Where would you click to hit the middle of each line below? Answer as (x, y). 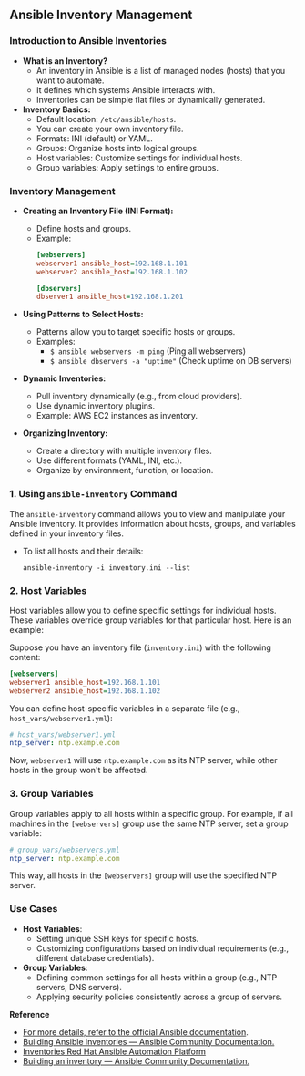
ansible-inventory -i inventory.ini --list (107, 568)
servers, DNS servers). (79, 987)
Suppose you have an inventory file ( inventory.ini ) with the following (140, 647)
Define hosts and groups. (84, 228)
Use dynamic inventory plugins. (96, 406)
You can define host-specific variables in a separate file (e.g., (125, 708)
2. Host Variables (48, 590)
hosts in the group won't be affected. (79, 771)
